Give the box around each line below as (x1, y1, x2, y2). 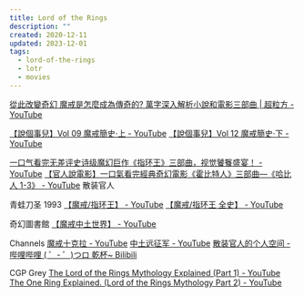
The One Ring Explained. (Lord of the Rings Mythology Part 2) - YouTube (9, 277, 282, 288)
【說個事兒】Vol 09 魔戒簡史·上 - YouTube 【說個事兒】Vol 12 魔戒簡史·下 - (9, 128, 289, 138)
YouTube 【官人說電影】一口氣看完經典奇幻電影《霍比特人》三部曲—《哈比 (9, 168, 292, 179)
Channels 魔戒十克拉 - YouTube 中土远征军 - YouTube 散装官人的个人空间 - (9, 238, 291, 249)
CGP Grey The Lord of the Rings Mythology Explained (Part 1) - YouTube (9, 267, 280, 278)
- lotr (17, 65, 43, 74)
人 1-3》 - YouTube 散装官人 (9, 179, 116, 190)
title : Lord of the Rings (9, 13, 107, 23)
